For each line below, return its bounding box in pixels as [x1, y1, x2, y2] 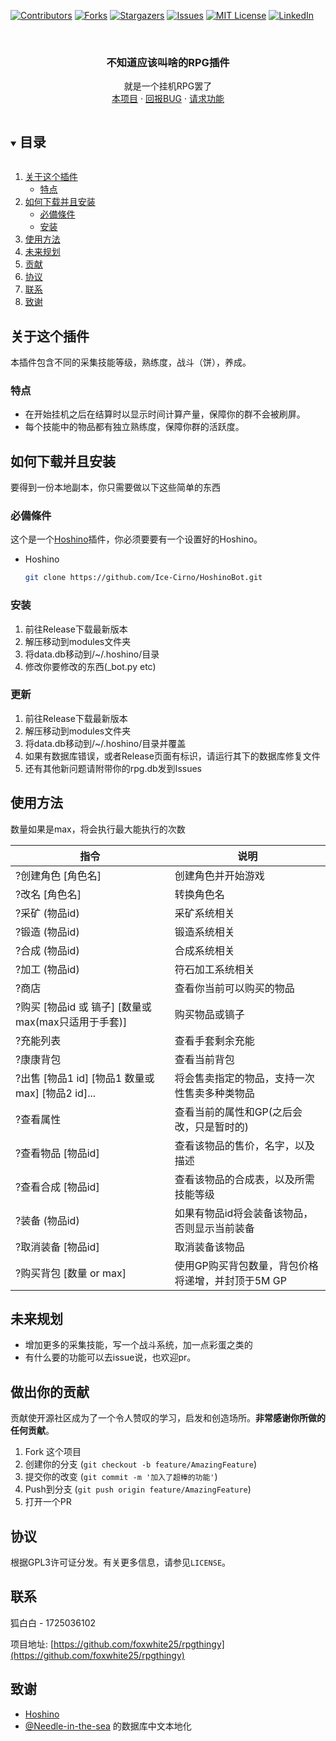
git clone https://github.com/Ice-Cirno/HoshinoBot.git [24, 573, 263, 583]
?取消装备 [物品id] [15, 1240, 100, 1254]
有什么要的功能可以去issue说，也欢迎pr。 [24, 1351, 197, 1364]
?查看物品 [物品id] [15, 1146, 100, 1160]
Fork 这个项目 [24, 1446, 82, 1458]
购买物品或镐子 [174, 1007, 245, 1021]
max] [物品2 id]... [15, 1086, 97, 1100]
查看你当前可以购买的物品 [174, 981, 295, 995]
